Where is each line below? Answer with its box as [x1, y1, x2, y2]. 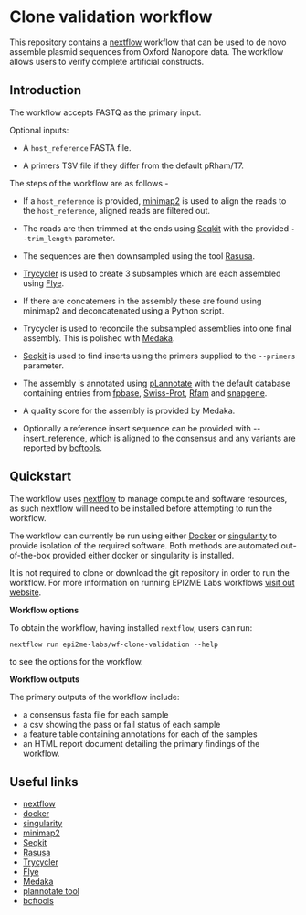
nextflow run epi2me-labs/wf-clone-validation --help [9, 640, 219, 649]
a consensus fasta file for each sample [22, 708, 169, 719]
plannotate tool [22, 886, 80, 897]
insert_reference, [22, 432, 88, 443]
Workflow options [9, 604, 79, 615]
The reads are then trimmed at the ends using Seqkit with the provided [22, 222, 290, 234]
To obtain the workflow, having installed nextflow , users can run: [9, 622, 253, 633]
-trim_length [22, 234, 73, 243]
